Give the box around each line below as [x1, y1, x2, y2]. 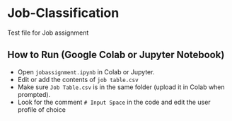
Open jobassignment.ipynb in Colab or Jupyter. [17, 67, 155, 76]
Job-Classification [7, 5, 120, 21]
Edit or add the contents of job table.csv [17, 75, 139, 83]
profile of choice [17, 105, 66, 114]
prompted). [17, 90, 51, 98]
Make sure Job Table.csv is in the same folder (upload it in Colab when [17, 83, 225, 91]
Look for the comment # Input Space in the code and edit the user [17, 98, 211, 106]
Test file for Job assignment [7, 28, 89, 37]
